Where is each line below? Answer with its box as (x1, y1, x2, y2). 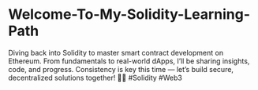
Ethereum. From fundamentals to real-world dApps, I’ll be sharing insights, (8, 56, 250, 66)
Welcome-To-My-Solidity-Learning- (8, 5, 251, 23)
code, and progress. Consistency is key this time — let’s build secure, (8, 64, 234, 74)
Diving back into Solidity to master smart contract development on (8, 48, 223, 57)
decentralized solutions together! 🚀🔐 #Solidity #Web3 (8, 73, 183, 82)
